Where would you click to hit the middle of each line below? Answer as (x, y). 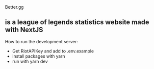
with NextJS (24, 30)
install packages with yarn (38, 56)
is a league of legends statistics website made (77, 22)
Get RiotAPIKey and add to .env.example (53, 51)
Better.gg (14, 7)
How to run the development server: (42, 41)
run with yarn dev (30, 61)
